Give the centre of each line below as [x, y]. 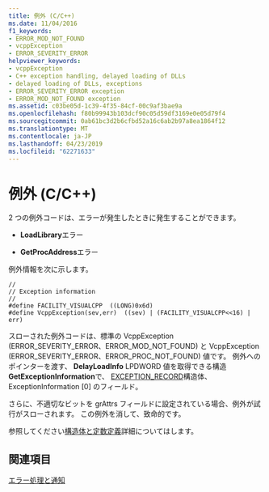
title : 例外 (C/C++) [42, 16]
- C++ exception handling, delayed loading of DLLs [97, 76]
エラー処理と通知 [37, 480]
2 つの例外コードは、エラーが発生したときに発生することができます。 [124, 218]
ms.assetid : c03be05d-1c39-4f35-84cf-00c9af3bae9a [95, 106]
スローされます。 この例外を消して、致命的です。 [104, 414]
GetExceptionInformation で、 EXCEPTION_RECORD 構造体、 [110, 376]
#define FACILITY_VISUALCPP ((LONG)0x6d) [81, 306]
